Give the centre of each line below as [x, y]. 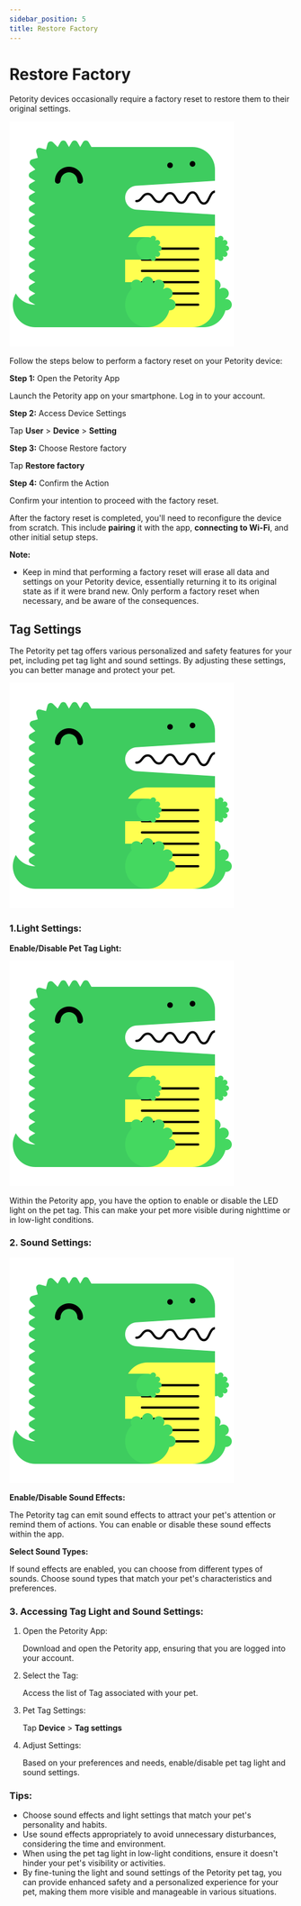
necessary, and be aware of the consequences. [111, 601]
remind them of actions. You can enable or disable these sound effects [140, 1524]
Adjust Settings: [52, 1746]
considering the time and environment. [94, 1844]
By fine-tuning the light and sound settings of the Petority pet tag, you [152, 1873]
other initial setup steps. [54, 537]
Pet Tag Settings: [54, 1710]
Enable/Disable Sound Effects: [67, 1497]
